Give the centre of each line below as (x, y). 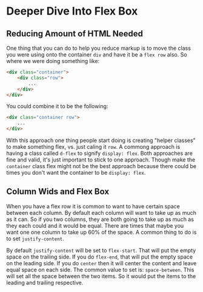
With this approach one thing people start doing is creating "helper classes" (101, 140)
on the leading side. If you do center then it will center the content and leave (101, 263)
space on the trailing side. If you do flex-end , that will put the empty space (99, 257)
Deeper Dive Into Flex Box (72, 11)
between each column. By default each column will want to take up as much (101, 212)
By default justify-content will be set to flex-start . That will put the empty (101, 250)
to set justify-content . (35, 239)
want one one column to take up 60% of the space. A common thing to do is (101, 232)
